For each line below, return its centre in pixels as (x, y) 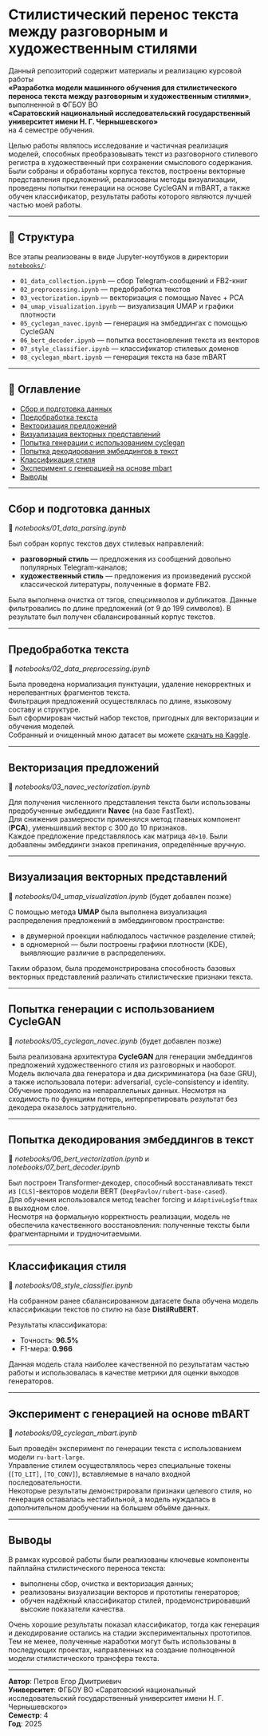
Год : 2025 (25, 1723)
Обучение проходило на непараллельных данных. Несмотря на (117, 1090)
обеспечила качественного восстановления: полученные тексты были (129, 1225)
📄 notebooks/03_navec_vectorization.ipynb (79, 787)
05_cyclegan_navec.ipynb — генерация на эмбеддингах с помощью (134, 323)
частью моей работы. (45, 204)
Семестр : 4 (28, 1715)
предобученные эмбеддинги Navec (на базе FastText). (101, 811)
